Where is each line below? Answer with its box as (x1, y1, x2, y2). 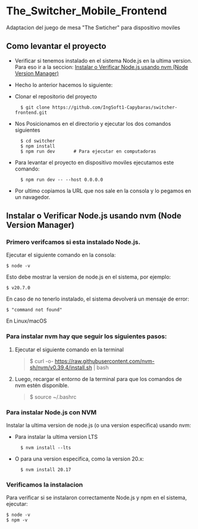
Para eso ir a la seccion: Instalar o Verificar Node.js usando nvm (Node (14, 63, 188, 70)
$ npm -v (6, 517, 28, 523)
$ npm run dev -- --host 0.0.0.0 (20, 177, 103, 182)
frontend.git (14, 109, 48, 116)
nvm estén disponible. (14, 382, 70, 389)
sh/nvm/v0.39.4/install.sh (29, 364, 92, 371)
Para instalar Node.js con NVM (6, 408, 97, 416)
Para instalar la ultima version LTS (14, 434, 98, 441)
